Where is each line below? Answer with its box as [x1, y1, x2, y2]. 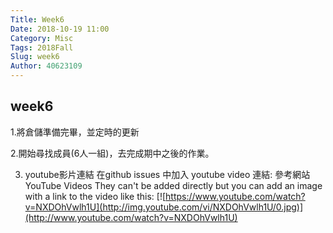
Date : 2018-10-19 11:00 [10, 24, 110, 34]
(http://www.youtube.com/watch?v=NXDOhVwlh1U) [24, 211, 238, 223]
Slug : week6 [10, 52, 60, 62]
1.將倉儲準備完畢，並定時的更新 [10, 126, 140, 138]
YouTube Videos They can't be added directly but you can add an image [24, 179, 323, 191]
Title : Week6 [10, 14, 65, 25]
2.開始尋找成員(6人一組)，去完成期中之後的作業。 [10, 147, 215, 159]
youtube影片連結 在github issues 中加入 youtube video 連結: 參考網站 [24, 168, 311, 180]
